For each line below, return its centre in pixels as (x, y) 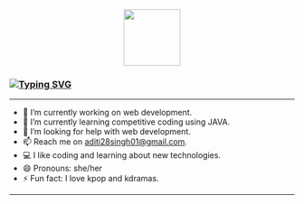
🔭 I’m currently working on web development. (107, 113)
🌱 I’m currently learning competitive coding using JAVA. (126, 122)
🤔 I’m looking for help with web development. (107, 132)
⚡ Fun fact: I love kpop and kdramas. (90, 179)
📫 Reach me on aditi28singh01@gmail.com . (105, 142)
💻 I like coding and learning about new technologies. (122, 155)
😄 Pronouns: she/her (62, 168)
